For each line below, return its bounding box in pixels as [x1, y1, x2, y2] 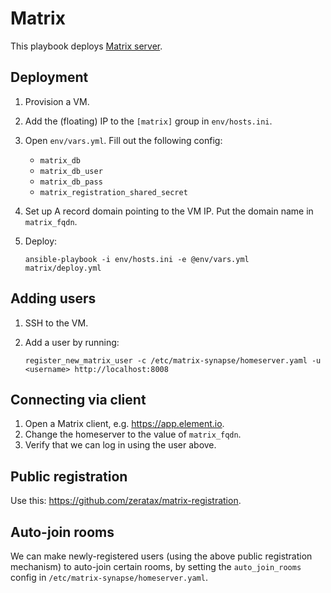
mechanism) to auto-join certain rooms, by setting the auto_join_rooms [10, 561, 302, 572]
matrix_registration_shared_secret [39, 187, 188, 197]
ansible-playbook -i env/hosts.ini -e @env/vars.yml [24, 254, 250, 264]
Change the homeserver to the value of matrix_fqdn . [24, 428, 242, 441]
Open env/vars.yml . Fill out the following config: [24, 134, 223, 146]
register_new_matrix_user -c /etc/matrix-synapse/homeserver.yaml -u [24, 355, 322, 366]
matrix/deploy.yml [24, 263, 102, 273]
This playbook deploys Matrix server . [10, 40, 163, 52]
